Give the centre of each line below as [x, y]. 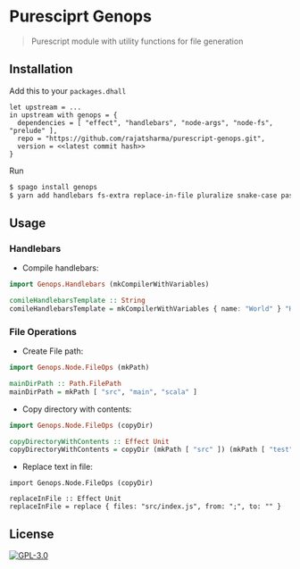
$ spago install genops [54, 187]
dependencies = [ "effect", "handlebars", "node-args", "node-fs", [146, 122]
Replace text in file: [58, 467]
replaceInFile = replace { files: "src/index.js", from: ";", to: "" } [145, 506]
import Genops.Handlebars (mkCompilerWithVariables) [109, 284]
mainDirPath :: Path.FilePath [66, 383]
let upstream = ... [46, 107]
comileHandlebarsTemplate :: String [77, 301]
